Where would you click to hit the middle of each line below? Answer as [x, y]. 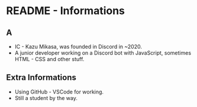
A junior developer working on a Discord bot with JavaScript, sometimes [103, 53]
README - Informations [66, 11]
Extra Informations [41, 78]
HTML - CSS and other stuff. [49, 59]
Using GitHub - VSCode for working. [59, 92]
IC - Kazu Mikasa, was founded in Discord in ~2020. [78, 46]
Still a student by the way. [46, 98]
